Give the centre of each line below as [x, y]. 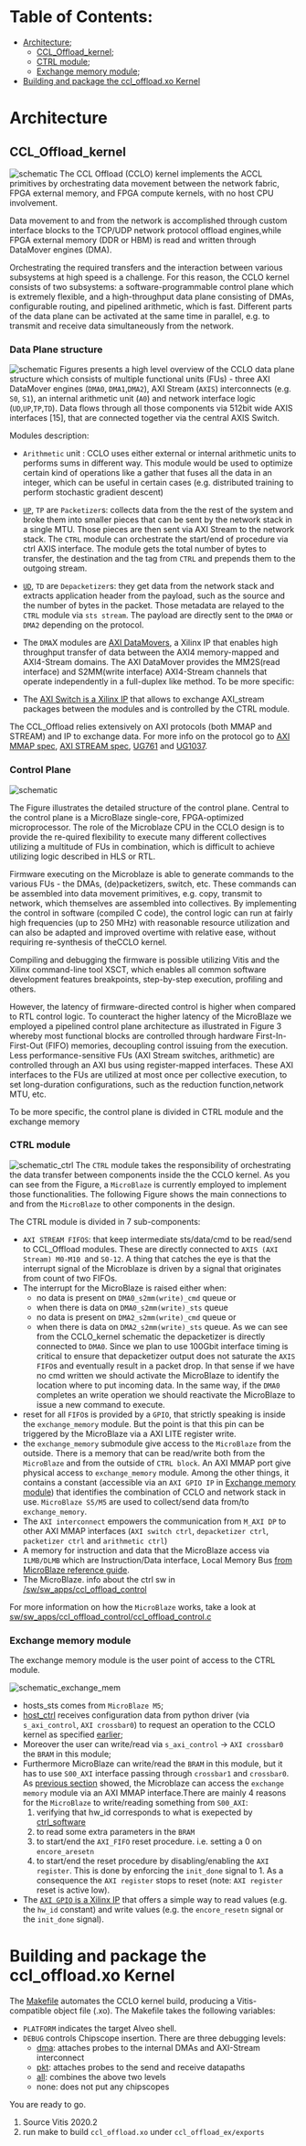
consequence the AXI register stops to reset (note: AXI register [159, 1881]
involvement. [33, 202]
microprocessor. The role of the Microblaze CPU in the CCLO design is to [147, 827]
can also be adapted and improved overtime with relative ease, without [143, 932]
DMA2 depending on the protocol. [83, 625]
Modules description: [49, 435]
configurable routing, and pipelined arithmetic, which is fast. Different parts [151, 306]
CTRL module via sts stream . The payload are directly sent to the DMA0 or [158, 616]
